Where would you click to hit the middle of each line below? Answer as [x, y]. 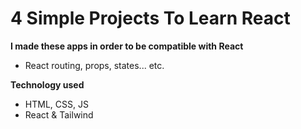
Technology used [47, 84]
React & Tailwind [59, 114]
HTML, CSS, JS [56, 104]
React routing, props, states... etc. [94, 65]
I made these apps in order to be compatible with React [127, 46]
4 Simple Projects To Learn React [150, 18]
